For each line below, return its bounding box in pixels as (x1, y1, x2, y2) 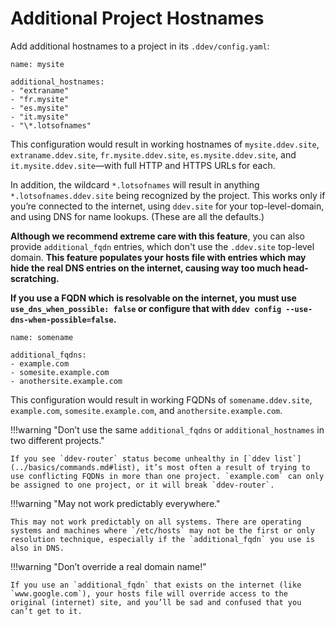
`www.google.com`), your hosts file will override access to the (10, 588, 288, 599)
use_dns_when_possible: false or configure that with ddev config (10, 302, 282, 314)
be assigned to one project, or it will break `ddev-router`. (10, 480, 275, 490)
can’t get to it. (10, 606, 83, 616)
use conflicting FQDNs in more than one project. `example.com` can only (10, 471, 325, 481)
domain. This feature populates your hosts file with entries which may (10, 251, 307, 263)
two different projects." (10, 434, 105, 446)
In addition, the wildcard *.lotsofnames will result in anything (10, 178, 260, 191)
